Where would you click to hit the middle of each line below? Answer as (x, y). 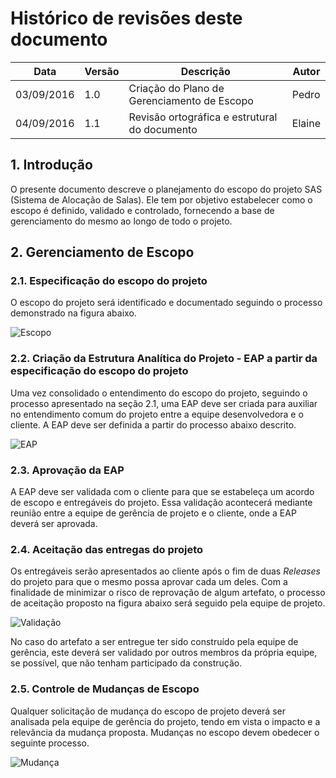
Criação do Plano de (176, 88)
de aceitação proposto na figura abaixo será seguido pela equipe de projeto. (168, 603)
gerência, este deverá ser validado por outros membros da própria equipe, (164, 653)
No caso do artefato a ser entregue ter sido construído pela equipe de (154, 642)
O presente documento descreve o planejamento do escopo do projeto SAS (166, 189)
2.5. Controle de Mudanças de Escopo (105, 689)
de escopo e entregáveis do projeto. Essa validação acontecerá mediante (161, 503)
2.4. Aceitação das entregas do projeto (107, 549)
